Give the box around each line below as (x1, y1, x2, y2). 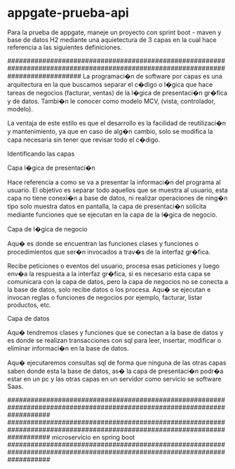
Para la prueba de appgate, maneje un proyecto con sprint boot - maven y (7, 28, 222, 36)
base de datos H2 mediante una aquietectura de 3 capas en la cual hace (7, 35, 217, 43)
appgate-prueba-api (7, 5, 130, 21)
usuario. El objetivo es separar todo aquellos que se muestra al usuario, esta (7, 186, 228, 194)
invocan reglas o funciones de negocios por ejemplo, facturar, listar (7, 293, 203, 301)
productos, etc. (7, 300, 51, 309)
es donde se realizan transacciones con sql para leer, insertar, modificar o (7, 336, 222, 344)
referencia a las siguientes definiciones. (7, 43, 123, 51)
